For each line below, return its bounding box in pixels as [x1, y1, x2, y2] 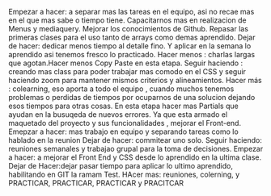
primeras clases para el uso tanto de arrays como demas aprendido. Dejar [8, 32, 256, 42]
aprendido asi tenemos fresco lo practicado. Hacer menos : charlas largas [8, 50, 256, 59]
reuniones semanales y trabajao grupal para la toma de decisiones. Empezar [8, 144, 264, 153]
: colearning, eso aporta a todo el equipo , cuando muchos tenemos [8, 84, 235, 94]
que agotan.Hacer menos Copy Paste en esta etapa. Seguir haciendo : [8, 58, 243, 68]
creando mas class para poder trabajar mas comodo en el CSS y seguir [8, 67, 247, 76]
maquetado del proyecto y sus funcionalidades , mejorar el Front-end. [8, 119, 241, 127]
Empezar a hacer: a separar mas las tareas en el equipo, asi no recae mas [8, 7, 255, 16]
